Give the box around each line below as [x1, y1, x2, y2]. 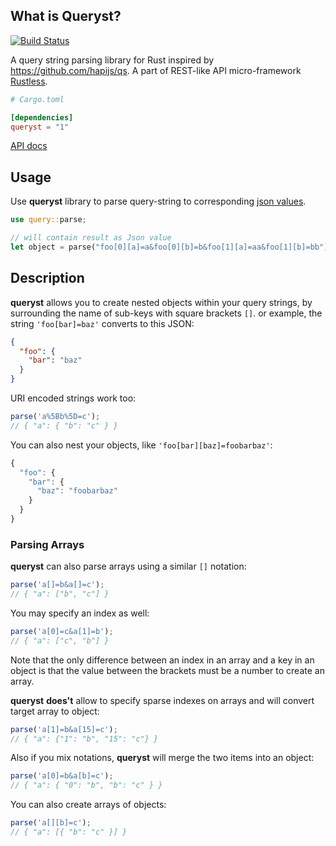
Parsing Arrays [10, 537, 85, 551]
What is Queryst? [10, 8, 122, 25]
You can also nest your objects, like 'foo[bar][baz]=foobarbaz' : [10, 439, 273, 451]
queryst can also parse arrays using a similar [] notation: [10, 560, 247, 573]
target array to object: [10, 705, 100, 717]
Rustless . [10, 75, 48, 87]
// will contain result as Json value [10, 233, 172, 243]
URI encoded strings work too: [10, 392, 137, 404]
